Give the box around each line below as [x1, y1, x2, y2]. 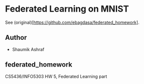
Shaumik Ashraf [12, 46, 45, 52]
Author [5, 34, 27, 42]
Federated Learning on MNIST [5, 3, 129, 15]
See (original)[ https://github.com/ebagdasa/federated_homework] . [5, 19, 140, 25]
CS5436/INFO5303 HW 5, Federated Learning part [5, 73, 107, 79]
